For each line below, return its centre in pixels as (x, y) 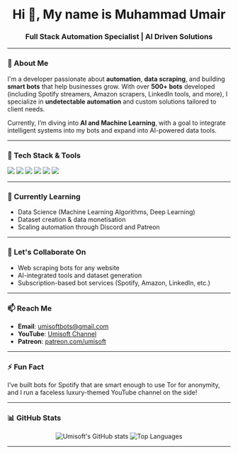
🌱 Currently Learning (44, 196)
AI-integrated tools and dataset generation (80, 275)
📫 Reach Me (30, 308)
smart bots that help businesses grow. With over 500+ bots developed (111, 86)
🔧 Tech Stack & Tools (44, 155)
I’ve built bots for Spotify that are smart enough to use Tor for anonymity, (114, 385)
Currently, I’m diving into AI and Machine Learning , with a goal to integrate (117, 123)
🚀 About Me (28, 63)
